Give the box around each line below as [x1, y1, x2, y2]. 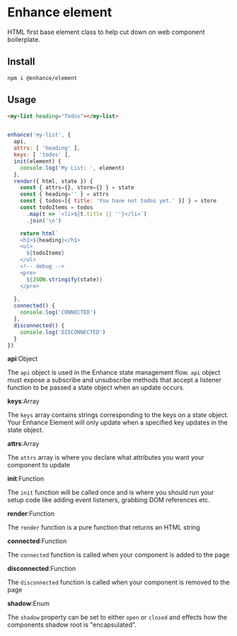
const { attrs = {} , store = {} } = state [20, 184, 134, 191]
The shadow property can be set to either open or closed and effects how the [7, 613, 228, 622]
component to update [7, 461, 71, 470]
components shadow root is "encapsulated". [7, 620, 137, 629]
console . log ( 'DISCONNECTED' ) [20, 329, 106, 336]
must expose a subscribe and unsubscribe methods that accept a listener [7, 376, 221, 385]
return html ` [20, 229, 59, 237]
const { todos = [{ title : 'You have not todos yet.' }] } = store [20, 198, 217, 205]
